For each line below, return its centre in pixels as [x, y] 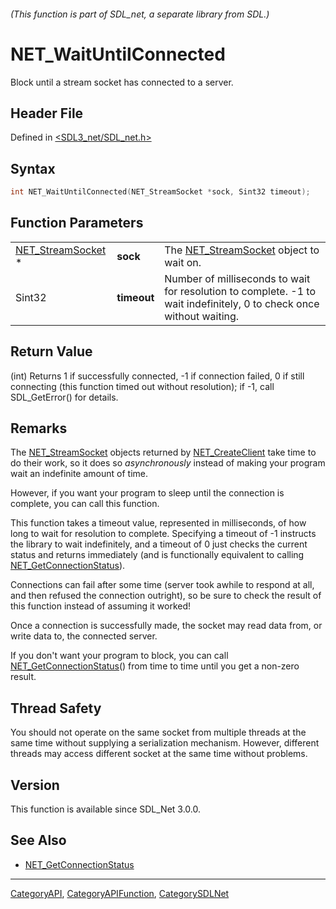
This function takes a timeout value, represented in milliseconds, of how [158, 523]
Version [35, 785]
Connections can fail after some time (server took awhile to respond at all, [162, 585]
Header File [47, 113]
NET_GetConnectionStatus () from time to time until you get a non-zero [155, 666]
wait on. [183, 262]
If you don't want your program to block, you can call [119, 656]
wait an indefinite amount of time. [79, 474]
